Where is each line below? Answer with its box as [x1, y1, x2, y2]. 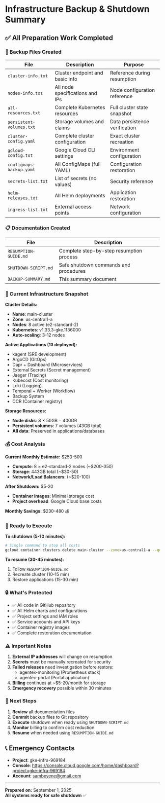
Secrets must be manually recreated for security [12, 659, 111, 665]
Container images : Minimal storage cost [12, 493, 94, 499]
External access [55, 203, 92, 210]
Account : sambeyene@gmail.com [12, 773, 82, 779]
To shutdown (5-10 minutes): [5, 534, 66, 540]
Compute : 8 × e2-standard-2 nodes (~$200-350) [12, 463, 113, 469]
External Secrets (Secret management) [12, 367, 91, 373]
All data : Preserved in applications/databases [12, 428, 105, 434]
